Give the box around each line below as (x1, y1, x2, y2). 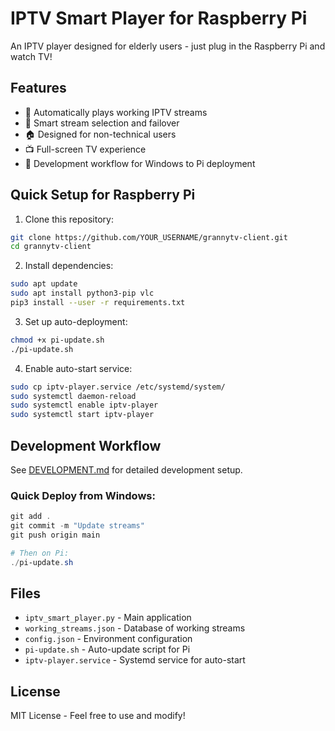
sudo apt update (10, 279, 78, 289)
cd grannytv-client (10, 242, 92, 252)
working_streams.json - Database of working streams (24, 622, 246, 634)
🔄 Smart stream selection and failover (24, 117, 180, 129)
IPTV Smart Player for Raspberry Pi (10, 7, 308, 30)
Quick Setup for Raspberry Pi (10, 187, 196, 204)
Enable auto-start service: (24, 362, 133, 374)
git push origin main (10, 530, 101, 541)
